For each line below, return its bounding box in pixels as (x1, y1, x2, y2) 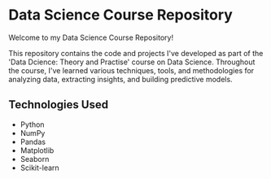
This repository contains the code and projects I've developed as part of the (8, 48, 264, 58)
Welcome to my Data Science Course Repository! (8, 33, 173, 42)
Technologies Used (8, 98, 108, 111)
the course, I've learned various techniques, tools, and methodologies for (8, 65, 255, 75)
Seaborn (20, 154, 50, 164)
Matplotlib (20, 145, 55, 155)
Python (20, 120, 45, 129)
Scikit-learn (20, 163, 59, 172)
